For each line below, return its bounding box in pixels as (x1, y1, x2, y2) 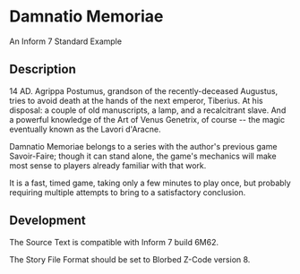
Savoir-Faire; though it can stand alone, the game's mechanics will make (9, 150, 277, 161)
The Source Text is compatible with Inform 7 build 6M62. (9, 236, 219, 247)
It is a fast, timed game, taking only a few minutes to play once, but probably (9, 177, 291, 188)
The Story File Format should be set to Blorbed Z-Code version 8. (9, 253, 251, 265)
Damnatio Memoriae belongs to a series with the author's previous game (9, 141, 278, 151)
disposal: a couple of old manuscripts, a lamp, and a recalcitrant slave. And (9, 105, 287, 116)
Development (9, 213, 87, 228)
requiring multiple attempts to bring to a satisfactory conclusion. (9, 186, 246, 198)
